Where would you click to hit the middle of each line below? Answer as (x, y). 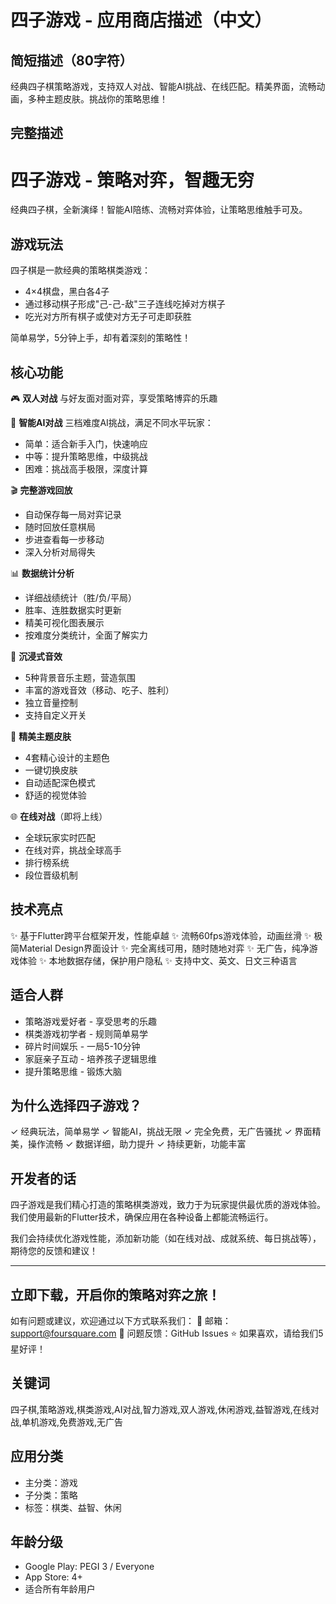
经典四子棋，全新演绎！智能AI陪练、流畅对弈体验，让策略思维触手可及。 (159, 210)
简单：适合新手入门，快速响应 (86, 443)
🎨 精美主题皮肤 (41, 736)
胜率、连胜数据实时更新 (73, 610)
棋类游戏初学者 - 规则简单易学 (86, 1033)
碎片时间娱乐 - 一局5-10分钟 (82, 1046)
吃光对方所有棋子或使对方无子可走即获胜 (108, 317)
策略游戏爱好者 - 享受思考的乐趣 (91, 1021)
